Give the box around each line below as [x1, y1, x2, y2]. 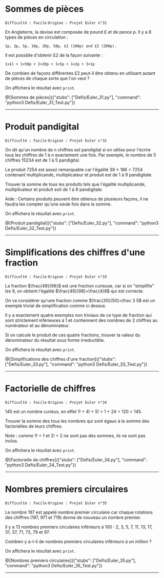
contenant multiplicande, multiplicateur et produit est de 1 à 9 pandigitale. [5, 172, 153, 178]
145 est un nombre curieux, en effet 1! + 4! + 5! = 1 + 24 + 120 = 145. [5, 409, 143, 414]
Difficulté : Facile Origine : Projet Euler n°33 [5, 274, 107, 279]
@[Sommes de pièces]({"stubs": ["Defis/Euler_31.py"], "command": [5, 94, 141, 100]
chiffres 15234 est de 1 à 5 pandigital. [5, 157, 81, 163]
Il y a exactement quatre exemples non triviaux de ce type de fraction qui [5, 312, 152, 318]
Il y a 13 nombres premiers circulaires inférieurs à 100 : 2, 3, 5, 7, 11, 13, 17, [5, 524, 153, 530]
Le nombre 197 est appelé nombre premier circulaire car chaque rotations [5, 509, 153, 515]
